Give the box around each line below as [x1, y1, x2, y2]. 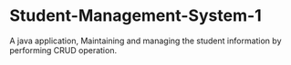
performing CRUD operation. [9, 44, 117, 55]
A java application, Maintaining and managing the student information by [9, 35, 282, 46]
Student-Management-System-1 [9, 5, 262, 26]
